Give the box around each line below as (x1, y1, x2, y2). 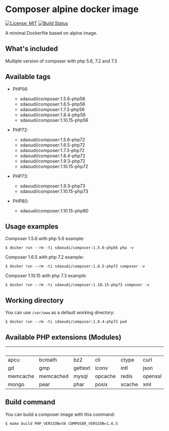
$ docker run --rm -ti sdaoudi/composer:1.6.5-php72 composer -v (5, 264, 145, 269)
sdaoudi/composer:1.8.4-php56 (20, 112, 86, 118)
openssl (142, 373, 162, 380)
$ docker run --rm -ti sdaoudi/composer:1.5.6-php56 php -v (5, 245, 134, 250)
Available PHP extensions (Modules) (5, 333, 122, 341)
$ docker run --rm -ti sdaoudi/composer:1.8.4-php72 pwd (5, 319, 127, 324)
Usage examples (5, 222, 59, 231)
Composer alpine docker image (5, 4, 139, 15)
